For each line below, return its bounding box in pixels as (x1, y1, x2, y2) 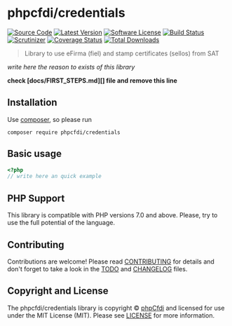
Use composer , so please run (7, 115, 93, 123)
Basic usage (7, 148, 62, 160)
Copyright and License (7, 285, 109, 297)
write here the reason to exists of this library (7, 62, 135, 71)
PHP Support (7, 192, 65, 204)
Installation (7, 97, 57, 109)
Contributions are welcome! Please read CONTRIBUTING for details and (7, 257, 215, 266)
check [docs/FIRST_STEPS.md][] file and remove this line (7, 76, 177, 85)
